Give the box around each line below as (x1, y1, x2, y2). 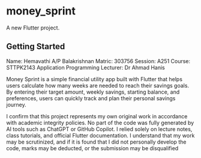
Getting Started (6, 41, 65, 52)
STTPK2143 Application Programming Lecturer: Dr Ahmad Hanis (6, 64, 165, 71)
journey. (6, 101, 26, 108)
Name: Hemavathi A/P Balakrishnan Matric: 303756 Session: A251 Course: (6, 57, 191, 64)
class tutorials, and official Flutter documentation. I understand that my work (6, 132, 195, 139)
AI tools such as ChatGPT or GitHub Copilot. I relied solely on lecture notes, (6, 125, 193, 133)
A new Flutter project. (6, 24, 60, 31)
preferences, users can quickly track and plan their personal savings (6, 94, 176, 102)
